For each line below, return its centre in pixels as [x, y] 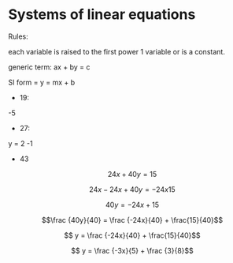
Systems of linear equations [102, 15]
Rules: [18, 36]
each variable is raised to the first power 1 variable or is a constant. [117, 51]
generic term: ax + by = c [49, 67]
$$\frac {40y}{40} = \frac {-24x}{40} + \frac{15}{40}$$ [132, 220]
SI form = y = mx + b [42, 82]
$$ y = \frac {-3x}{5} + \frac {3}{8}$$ [132, 250]
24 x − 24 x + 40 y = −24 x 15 [132, 189]
